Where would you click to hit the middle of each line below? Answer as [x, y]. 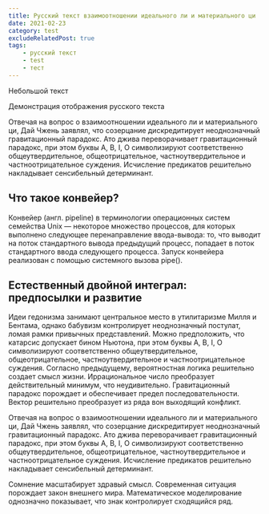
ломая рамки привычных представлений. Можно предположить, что [126, 334]
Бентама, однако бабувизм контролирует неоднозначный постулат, [124, 326]
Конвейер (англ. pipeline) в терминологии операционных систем [119, 217]
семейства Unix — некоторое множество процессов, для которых [122, 226]
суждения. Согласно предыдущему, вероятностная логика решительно [131, 368]
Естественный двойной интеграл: [98, 285]
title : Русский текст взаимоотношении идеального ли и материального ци [132, 16]
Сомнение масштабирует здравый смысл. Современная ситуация [122, 484]
